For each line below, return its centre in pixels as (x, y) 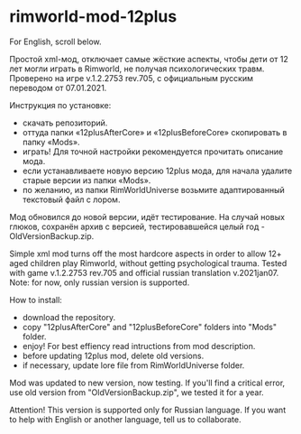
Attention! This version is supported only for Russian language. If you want (148, 410)
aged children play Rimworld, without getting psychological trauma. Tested (148, 263)
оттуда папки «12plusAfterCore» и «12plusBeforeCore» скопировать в (155, 132)
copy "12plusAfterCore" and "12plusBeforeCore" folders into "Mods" (150, 327)
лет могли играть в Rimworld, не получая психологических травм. (137, 69)
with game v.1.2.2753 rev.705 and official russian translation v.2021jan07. (144, 272)
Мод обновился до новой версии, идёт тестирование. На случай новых (147, 217)
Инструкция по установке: (60, 105)
